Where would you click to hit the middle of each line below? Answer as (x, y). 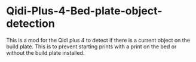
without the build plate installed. (45, 52)
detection (30, 24)
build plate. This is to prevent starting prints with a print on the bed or (91, 46)
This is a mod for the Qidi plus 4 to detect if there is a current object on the (98, 40)
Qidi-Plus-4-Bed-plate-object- (84, 11)
